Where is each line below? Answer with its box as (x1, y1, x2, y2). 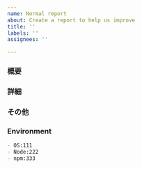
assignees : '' (7, 36, 49, 43)
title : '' (7, 23, 36, 30)
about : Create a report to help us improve (7, 17, 136, 24)
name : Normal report (7, 10, 68, 17)
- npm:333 (7, 154, 36, 162)
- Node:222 (7, 149, 39, 156)
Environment (7, 126, 52, 136)
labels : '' (7, 29, 39, 37)
